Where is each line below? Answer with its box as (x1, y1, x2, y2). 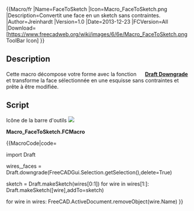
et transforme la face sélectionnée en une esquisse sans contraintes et (6, 77, 179, 84)
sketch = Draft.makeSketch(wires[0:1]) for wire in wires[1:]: (6, 180, 149, 187)
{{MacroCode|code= (6, 139, 57, 147)
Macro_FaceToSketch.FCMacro (6, 128, 85, 135)
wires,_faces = (6, 163, 42, 170)
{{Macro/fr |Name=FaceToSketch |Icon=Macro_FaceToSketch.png (6, 6, 167, 12)
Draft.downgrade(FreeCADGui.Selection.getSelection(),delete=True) (6, 168, 173, 176)
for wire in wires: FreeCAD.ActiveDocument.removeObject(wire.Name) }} (6, 198, 183, 205)
